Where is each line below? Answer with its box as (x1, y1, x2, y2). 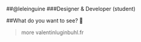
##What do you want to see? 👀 (6, 17, 84, 24)
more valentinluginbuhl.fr (21, 29, 84, 36)
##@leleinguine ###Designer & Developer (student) (6, 5, 136, 12)
